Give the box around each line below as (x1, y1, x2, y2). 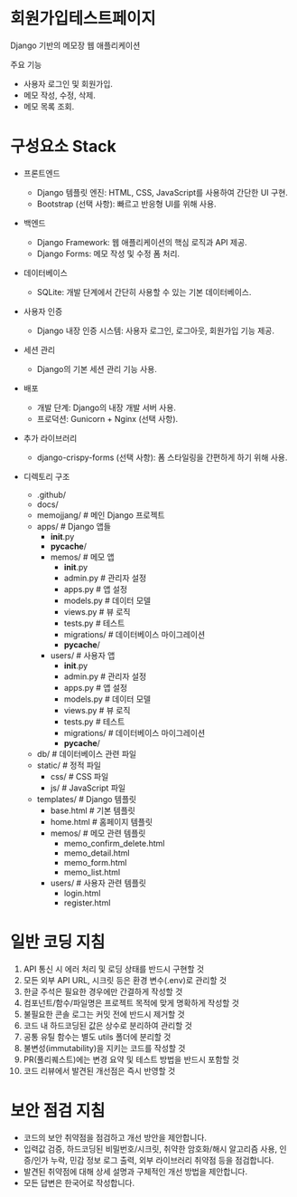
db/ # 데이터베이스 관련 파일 (36, 748, 137, 759)
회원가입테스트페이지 (10, 8, 156, 29)
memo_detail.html (63, 847, 130, 858)
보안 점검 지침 (10, 1101, 106, 1121)
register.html (63, 897, 111, 908)
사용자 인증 (23, 305, 63, 317)
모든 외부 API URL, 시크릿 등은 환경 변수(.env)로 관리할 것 (23, 974, 227, 985)
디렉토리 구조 (23, 471, 70, 482)
